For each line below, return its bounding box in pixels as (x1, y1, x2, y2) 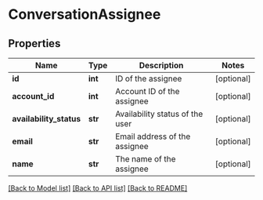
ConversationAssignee (8, 5, 161, 24)
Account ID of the (114, 86, 180, 96)
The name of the (114, 154, 176, 164)
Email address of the (114, 131, 191, 142)
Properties (8, 37, 61, 50)
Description (139, 60, 184, 71)
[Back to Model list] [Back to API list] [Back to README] (8, 184, 188, 193)
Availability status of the (114, 108, 204, 119)
